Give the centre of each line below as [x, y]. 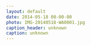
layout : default [26, 11]
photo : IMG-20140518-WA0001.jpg [45, 22]
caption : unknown [27, 33]
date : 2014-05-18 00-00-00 [39, 17]
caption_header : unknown [36, 28]
